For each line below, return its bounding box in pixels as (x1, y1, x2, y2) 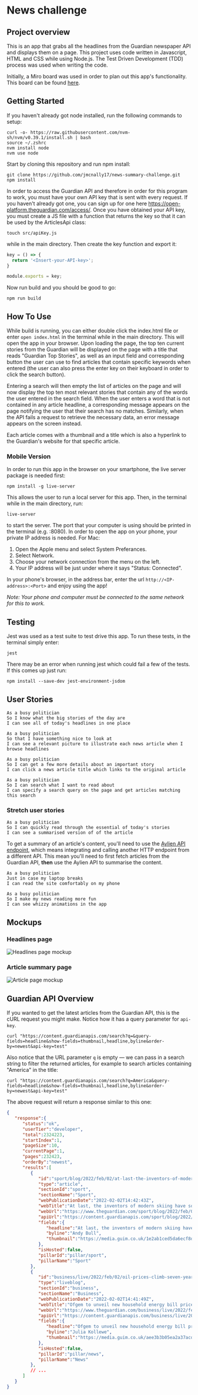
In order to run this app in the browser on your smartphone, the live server (6, 466, 186, 473)
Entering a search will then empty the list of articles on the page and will (6, 383, 182, 390)
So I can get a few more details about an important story (6, 762, 155, 768)
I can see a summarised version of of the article (6, 830, 133, 836)
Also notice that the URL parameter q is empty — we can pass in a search (6, 1054, 184, 1061)
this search (6, 792, 36, 799)
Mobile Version (6, 452, 51, 460)
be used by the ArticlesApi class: (6, 219, 86, 226)
